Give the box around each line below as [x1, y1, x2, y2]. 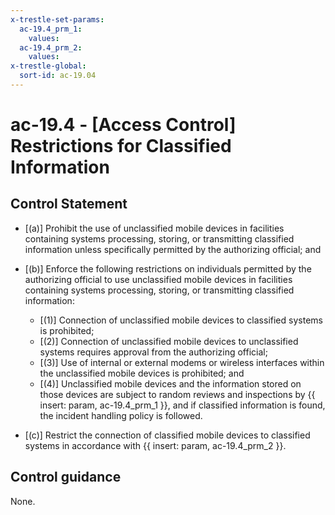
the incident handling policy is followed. [39, 409, 203, 421]
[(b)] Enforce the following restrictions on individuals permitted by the [24, 262, 312, 275]
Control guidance [10, 469, 122, 486]
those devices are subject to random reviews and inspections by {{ [39, 388, 316, 400]
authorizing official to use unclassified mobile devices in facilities [24, 273, 293, 285]
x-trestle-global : [10, 61, 87, 71]
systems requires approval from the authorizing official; [39, 346, 268, 358]
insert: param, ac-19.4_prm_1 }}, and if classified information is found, [39, 399, 326, 411]
